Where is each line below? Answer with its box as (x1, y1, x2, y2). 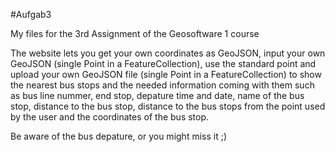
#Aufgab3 (10, 9, 52, 20)
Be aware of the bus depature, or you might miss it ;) (10, 130, 228, 142)
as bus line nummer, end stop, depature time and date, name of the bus (10, 90, 305, 101)
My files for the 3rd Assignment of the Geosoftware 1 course (10, 28, 260, 39)
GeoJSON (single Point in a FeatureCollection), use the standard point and (10, 58, 317, 69)
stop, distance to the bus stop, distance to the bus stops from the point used (10, 100, 326, 112)
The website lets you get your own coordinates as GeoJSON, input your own (10, 47, 326, 59)
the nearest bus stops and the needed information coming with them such (10, 79, 315, 91)
